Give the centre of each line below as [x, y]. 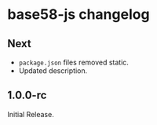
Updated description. [53, 71]
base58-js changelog [78, 15]
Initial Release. [31, 114]
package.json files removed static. [73, 62]
